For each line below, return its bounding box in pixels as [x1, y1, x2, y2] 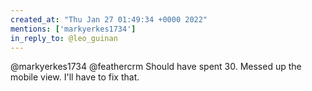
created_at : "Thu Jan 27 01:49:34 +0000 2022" [10, 14, 208, 25]
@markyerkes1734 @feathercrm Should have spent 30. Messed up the [10, 61, 302, 73]
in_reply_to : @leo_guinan [10, 33, 118, 43]
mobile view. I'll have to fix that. [10, 71, 140, 83]
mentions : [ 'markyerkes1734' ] [10, 24, 137, 34]
